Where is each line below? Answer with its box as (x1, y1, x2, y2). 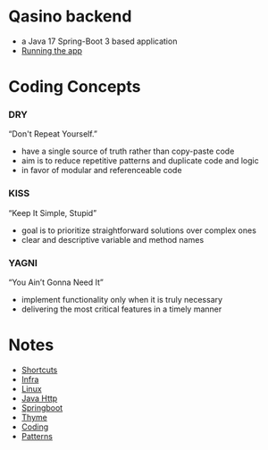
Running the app (21, 45, 82, 55)
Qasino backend (8, 6, 132, 27)
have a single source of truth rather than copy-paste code (21, 146, 235, 157)
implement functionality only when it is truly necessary (21, 295, 223, 305)
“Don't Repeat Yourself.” (8, 129, 97, 139)
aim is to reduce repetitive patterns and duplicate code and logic (21, 155, 260, 166)
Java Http (21, 393, 58, 404)
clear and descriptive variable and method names (21, 234, 205, 245)
